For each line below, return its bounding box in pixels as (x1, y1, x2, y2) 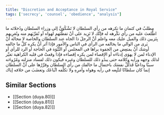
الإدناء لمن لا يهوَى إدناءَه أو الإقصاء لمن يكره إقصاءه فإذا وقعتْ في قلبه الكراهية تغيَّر (5, 51, 156, 57)
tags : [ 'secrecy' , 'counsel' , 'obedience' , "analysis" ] (5, 12, 122, 17)
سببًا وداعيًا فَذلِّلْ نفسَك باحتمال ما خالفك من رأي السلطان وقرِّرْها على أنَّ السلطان (5, 62, 154, 68)
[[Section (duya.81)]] (12, 99, 54, 105)
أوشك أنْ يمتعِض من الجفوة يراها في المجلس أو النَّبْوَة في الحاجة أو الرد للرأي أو (5, 46, 149, 52)
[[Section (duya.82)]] (12, 104, 55, 110)
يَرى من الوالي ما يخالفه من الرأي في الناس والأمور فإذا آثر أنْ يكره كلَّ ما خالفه (5, 41, 148, 46)
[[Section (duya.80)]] (12, 94, 55, 100)
